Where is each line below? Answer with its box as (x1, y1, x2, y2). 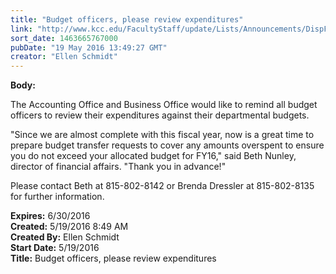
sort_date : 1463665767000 (10, 33, 118, 43)
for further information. (10, 191, 105, 203)
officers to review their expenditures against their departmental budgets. (10, 109, 310, 121)
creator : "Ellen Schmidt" (10, 52, 118, 62)
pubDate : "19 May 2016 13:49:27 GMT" (10, 42, 168, 53)
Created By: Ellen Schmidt (10, 231, 120, 243)
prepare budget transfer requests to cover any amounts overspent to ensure (10, 139, 325, 151)
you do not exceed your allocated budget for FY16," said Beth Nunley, (10, 150, 297, 162)
